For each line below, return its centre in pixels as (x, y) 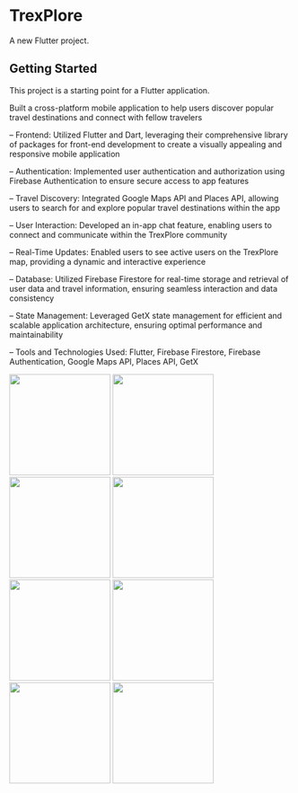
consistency (32, 298)
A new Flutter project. (49, 40)
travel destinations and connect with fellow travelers (106, 117)
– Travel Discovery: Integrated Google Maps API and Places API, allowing (144, 198)
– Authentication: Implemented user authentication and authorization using (147, 171)
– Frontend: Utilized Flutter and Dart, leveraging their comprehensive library (149, 135)
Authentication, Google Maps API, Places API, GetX (104, 361)
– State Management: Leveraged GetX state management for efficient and (146, 315)
